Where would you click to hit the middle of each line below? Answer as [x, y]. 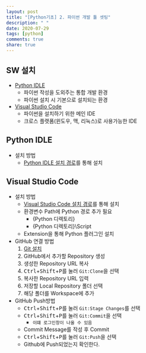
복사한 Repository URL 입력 [56, 279]
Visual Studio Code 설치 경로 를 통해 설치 [72, 204]
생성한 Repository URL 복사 [56, 264]
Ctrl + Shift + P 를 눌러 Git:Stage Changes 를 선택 [82, 308]
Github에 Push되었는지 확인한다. [61, 344]
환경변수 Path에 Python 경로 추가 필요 [68, 211]
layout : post [22, 12]
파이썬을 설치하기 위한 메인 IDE [60, 113]
